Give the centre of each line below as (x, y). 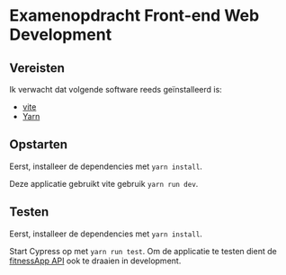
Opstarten (39, 145)
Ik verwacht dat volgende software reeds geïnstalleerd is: (116, 89)
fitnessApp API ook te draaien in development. (95, 261)
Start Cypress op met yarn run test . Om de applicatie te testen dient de (143, 251)
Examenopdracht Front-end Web (134, 16)
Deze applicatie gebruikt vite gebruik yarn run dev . (104, 183)
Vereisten (37, 68)
